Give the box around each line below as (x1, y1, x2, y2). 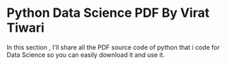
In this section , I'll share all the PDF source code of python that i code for (6, 43, 220, 51)
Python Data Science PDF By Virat (6, 5, 209, 21)
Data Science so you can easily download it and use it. (6, 51, 165, 59)
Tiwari (6, 20, 45, 36)
